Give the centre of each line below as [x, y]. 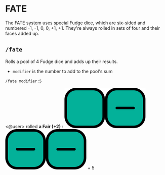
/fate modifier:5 [24, 81]
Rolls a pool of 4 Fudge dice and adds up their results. [61, 62]
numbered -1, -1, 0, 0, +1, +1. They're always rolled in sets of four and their [83, 28]
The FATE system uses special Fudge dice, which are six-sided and [75, 23]
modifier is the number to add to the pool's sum [63, 71]
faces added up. [22, 33]
